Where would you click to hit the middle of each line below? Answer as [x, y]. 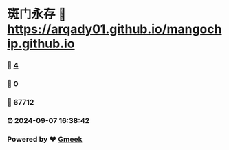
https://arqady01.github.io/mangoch [115, 29]
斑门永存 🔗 [37, 14]
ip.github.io [41, 44]
